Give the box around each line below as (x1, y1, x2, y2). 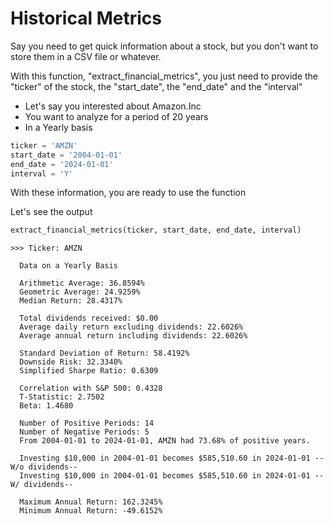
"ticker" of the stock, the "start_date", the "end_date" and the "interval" (10, 80, 303, 92)
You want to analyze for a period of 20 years (24, 110, 209, 122)
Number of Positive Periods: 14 (19, 418, 155, 429)
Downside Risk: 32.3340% (19, 357, 123, 367)
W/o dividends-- (10, 462, 78, 472)
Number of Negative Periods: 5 (19, 427, 150, 437)
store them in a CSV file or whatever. (10, 50, 162, 62)
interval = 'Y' (10, 168, 74, 179)
